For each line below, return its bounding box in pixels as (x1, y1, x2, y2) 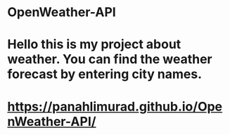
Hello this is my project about (7, 37, 181, 53)
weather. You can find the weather (7, 51, 212, 67)
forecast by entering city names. (7, 66, 203, 82)
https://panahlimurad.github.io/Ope (7, 98, 223, 115)
